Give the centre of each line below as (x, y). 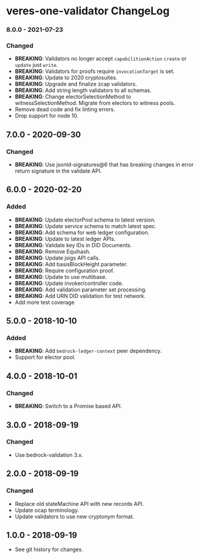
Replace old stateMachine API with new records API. (79, 503)
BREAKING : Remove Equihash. (53, 251)
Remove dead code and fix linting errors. (65, 109)
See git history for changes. (49, 549)
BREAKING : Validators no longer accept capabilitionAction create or (101, 59)
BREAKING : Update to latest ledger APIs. (65, 239)
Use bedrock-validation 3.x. (49, 454)
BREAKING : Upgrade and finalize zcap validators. (76, 84)
